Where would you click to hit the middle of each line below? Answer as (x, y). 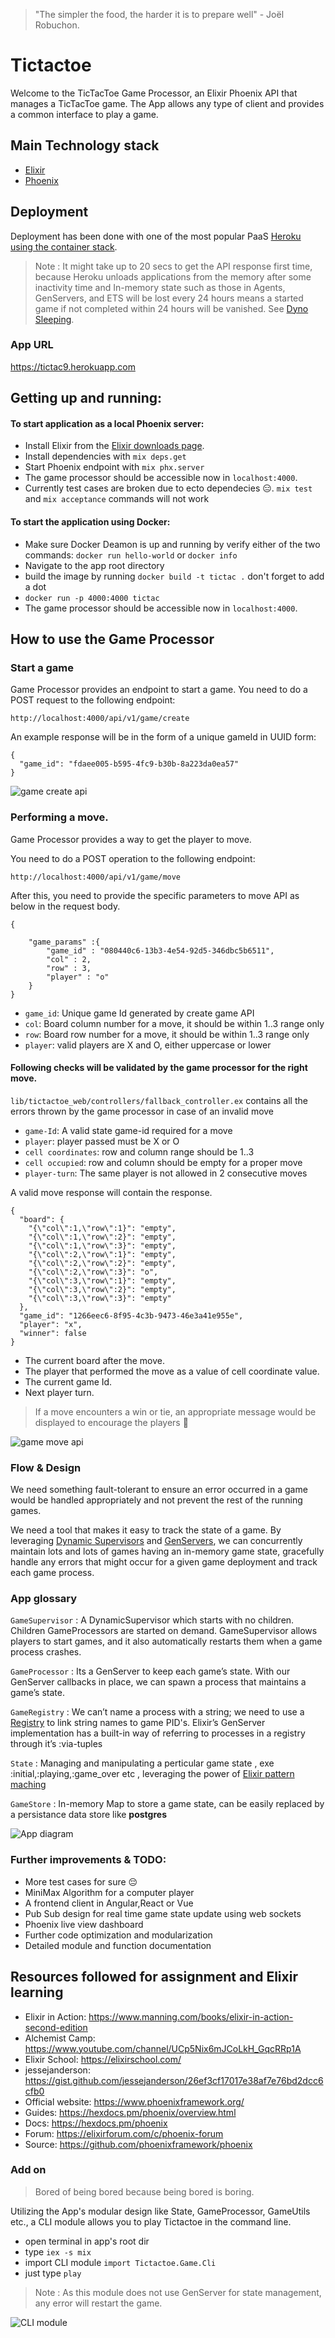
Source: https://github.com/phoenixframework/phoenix (138, 2144)
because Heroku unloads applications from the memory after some (173, 276)
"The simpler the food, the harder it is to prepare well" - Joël (159, 14)
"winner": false (53, 1333)
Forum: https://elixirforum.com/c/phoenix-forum (124, 2133)
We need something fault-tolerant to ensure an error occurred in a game (159, 1490)
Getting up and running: (86, 398)
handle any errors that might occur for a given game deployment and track (164, 1562)
